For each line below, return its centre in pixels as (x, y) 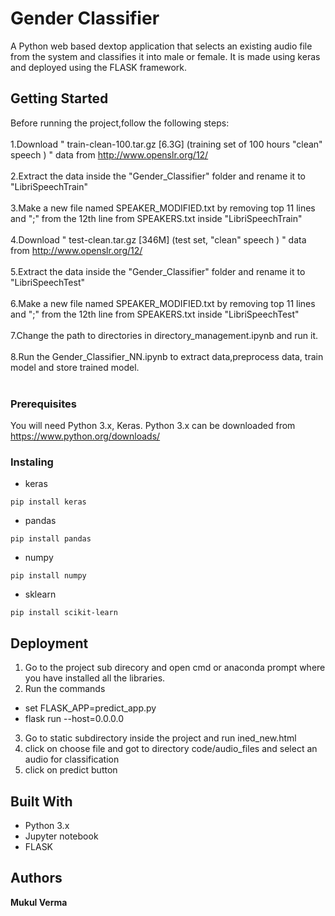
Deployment (49, 643)
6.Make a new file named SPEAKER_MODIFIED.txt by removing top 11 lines (163, 303)
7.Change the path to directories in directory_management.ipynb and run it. (164, 335)
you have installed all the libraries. (95, 678)
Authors (36, 878)
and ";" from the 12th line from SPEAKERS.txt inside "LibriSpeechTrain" (156, 218)
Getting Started (59, 98)
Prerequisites (43, 404)
